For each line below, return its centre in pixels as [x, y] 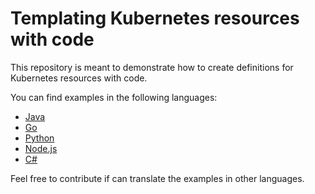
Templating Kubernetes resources [155, 18]
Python [39, 138]
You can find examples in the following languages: [114, 97]
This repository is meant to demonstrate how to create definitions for [152, 67]
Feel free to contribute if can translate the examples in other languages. [157, 178]
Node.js [41, 148]
